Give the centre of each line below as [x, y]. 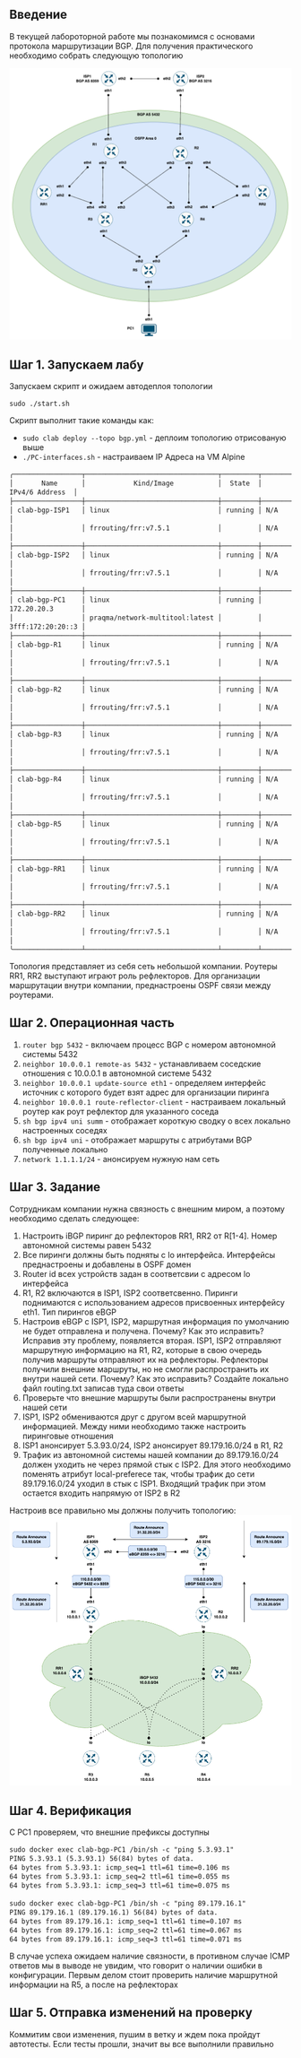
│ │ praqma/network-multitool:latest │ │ [136, 618]
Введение [39, 15]
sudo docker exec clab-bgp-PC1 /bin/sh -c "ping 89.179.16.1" [128, 1904]
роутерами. [31, 994]
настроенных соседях [64, 1130]
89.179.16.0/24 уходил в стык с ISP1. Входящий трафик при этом [144, 1483]
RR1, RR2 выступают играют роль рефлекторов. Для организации [135, 976]
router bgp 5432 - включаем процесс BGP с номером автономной [149, 1045]
